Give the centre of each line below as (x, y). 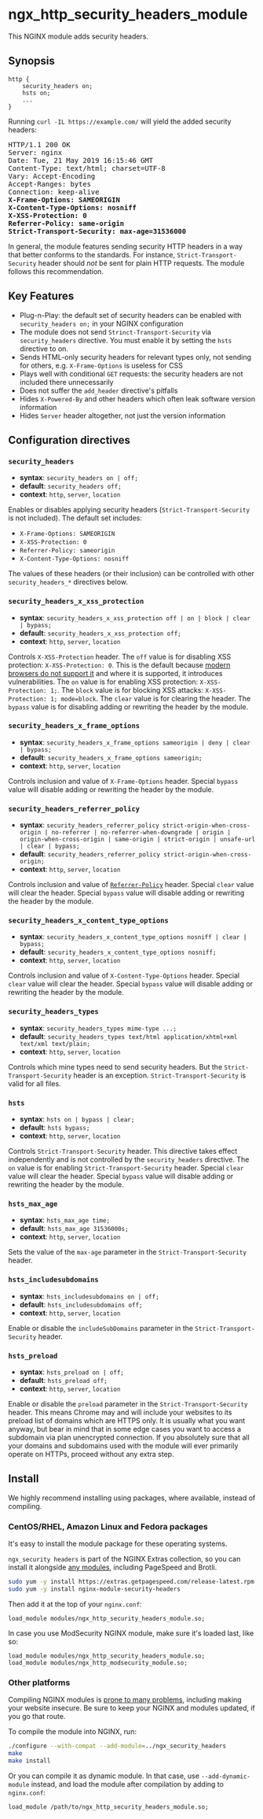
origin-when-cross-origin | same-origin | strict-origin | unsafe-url (137, 840)
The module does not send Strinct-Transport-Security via (115, 331)
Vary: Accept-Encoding (52, 176)
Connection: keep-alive (54, 192)
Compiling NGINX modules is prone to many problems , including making (125, 1700)
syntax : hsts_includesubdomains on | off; (89, 1296)
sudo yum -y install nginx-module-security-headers (94, 1589)
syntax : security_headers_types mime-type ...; (98, 1028)
